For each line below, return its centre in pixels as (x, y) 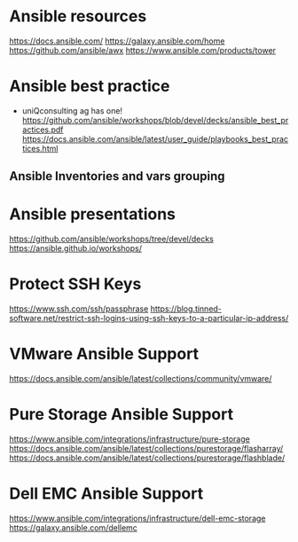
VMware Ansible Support (104, 354)
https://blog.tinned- (186, 309)
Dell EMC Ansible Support (106, 494)
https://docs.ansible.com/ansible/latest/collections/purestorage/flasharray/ (146, 449)
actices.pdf (43, 130)
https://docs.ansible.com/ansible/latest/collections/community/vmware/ (141, 379)
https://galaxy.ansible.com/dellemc (73, 527)
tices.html (40, 148)
